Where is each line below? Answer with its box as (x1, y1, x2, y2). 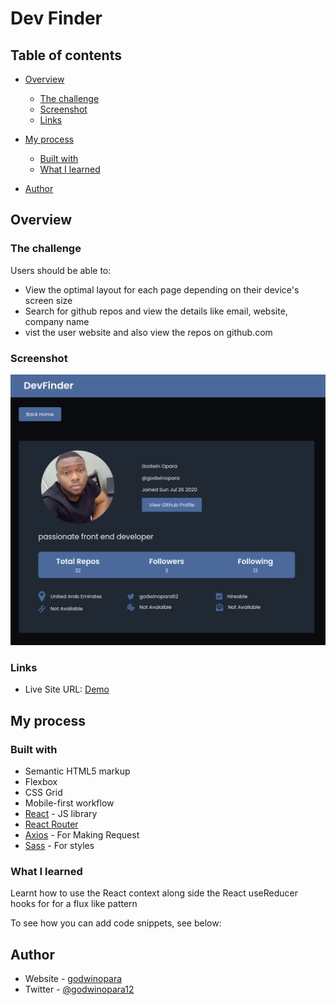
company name (24, 315, 90, 327)
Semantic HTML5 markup (24, 765, 131, 777)
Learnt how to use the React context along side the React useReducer (10, 887, 298, 899)
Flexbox (24, 776, 58, 788)
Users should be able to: (10, 264, 112, 276)
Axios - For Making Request (24, 829, 140, 841)
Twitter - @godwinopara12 (24, 983, 135, 996)
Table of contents (10, 47, 122, 64)
